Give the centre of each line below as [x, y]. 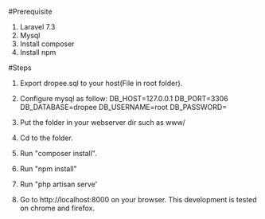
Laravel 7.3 [37, 27]
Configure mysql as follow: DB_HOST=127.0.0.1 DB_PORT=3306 [124, 98]
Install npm [38, 52]
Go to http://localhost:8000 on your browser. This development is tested [138, 199]
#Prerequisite [30, 12]
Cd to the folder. [46, 138]
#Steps [20, 68]
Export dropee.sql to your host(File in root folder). [101, 83]
